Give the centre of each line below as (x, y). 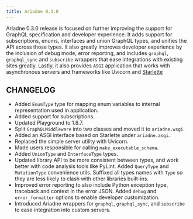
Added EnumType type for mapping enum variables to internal (87, 104)
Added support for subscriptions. (54, 117)
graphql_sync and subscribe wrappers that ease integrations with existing (94, 59)
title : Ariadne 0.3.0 (32, 11)
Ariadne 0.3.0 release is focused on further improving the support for (89, 28)
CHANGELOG (31, 90)
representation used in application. (56, 110)
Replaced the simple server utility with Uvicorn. (71, 142)
